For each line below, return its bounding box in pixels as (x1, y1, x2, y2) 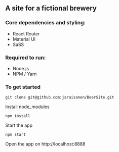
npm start (5, 132, 26, 137)
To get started (5, 83, 41, 90)
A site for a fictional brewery (5, 4, 97, 13)
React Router (12, 30, 40, 37)
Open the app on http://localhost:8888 (5, 141, 86, 147)
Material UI (12, 36, 36, 42)
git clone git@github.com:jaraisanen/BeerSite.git (5, 95, 114, 100)
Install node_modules (5, 104, 50, 110)
